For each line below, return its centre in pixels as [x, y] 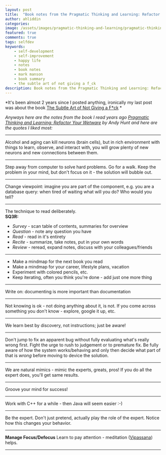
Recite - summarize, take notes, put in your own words [68, 242]
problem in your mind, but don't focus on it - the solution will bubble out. [79, 172]
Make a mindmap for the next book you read [57, 261]
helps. [11, 443]
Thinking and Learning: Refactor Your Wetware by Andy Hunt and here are [81, 123]
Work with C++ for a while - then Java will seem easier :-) [64, 403]
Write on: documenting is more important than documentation [68, 291]
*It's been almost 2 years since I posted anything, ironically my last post [79, 102]
